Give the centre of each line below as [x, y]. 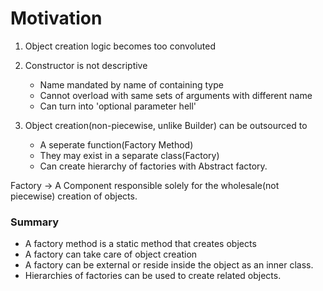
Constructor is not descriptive [86, 65]
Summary [35, 222]
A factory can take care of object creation [111, 254]
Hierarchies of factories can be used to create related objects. [153, 276]
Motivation [56, 18]
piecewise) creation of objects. [74, 196]
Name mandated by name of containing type [131, 84]
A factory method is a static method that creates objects [140, 244]
